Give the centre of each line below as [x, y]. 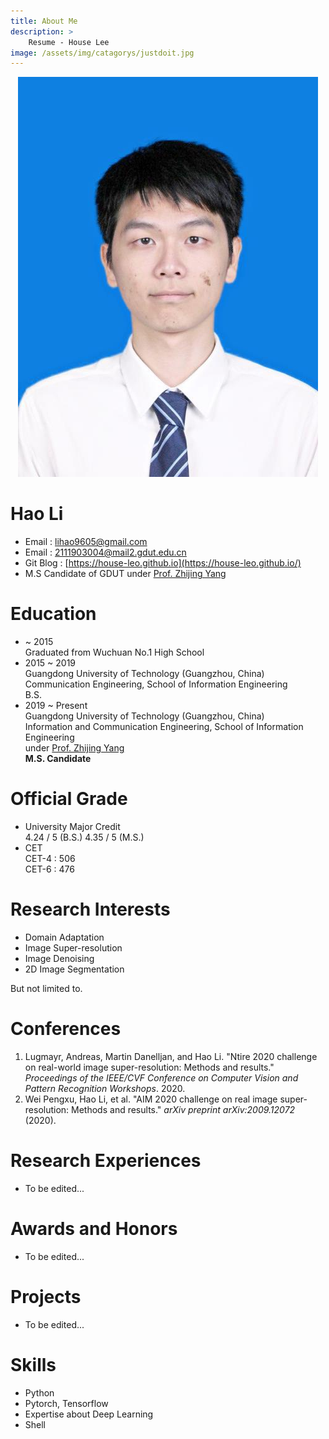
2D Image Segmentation [74, 969]
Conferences [66, 1029]
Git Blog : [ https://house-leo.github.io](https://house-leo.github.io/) [163, 563]
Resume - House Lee [69, 42]
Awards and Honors [94, 1229]
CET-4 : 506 [50, 859]
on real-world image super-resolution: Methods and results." [149, 1067]
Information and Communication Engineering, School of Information [164, 727]
